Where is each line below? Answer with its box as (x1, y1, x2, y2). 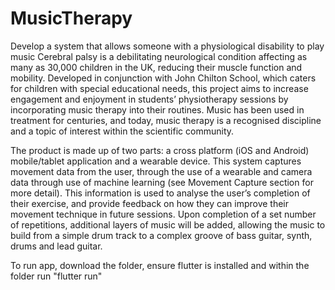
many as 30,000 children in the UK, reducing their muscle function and (10, 61, 303, 73)
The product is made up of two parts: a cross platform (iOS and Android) (10, 144, 310, 156)
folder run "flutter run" (10, 270, 103, 282)
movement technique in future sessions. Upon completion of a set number (10, 208, 317, 220)
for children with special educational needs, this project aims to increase (10, 82, 309, 94)
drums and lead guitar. (10, 240, 103, 252)
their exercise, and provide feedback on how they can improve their (10, 197, 290, 209)
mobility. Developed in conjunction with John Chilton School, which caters (10, 72, 317, 84)
